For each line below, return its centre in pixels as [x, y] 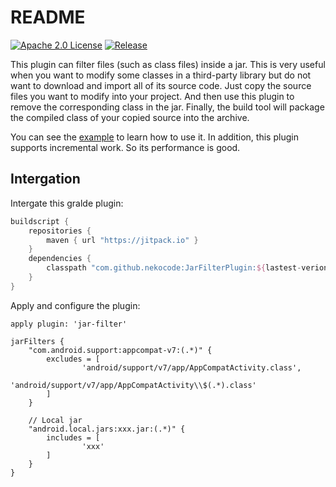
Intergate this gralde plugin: [67, 203]
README [48, 17]
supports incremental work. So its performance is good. [125, 147]
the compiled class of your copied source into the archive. [130, 117]
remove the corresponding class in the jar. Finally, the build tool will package [167, 107]
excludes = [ [73, 359]
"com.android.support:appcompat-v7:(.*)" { [120, 350]
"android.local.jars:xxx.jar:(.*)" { [107, 429]
